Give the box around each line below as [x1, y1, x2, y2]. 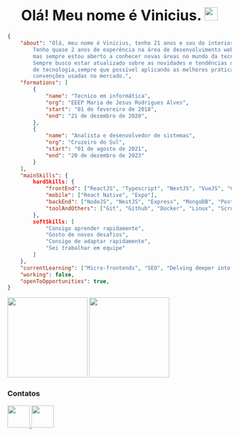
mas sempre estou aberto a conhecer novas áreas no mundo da [33, 53, 218, 60]
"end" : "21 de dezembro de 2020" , [45, 112, 148, 119]
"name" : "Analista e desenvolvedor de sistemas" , [45, 132, 196, 139]
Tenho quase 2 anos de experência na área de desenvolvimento [33, 46, 221, 53]
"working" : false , [20, 271, 75, 278]
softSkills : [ [33, 218, 75, 225]
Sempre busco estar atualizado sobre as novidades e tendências [33, 59, 228, 67]
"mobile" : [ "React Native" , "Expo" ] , [45, 192, 158, 199]
